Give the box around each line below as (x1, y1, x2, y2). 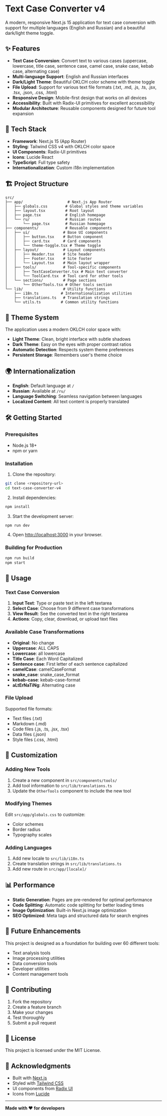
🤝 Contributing (5, 986, 52, 994)
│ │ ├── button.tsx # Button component (5, 234, 103, 239)
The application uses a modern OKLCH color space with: (5, 326, 122, 332)
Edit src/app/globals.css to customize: (5, 812, 85, 817)
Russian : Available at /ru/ (12, 388, 66, 394)
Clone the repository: (12, 471, 56, 477)
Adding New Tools (5, 766, 51, 773)
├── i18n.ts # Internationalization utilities (14, 291, 133, 296)
